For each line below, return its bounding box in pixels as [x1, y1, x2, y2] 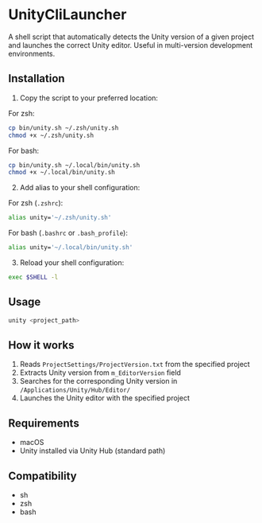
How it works [8, 338, 75, 352]
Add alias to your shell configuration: [19, 183, 141, 193]
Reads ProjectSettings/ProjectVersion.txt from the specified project [19, 360, 250, 369]
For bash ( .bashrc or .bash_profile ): [8, 228, 129, 238]
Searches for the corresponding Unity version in [19, 377, 178, 386]
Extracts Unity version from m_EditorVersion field [19, 368, 181, 377]
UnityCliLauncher [8, 6, 127, 24]
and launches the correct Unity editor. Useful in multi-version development [8, 40, 253, 49]
